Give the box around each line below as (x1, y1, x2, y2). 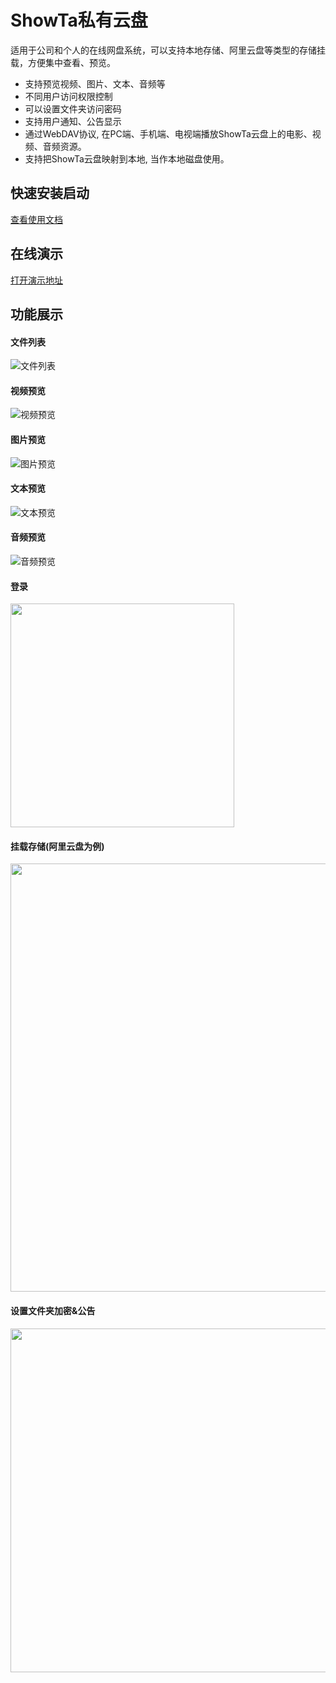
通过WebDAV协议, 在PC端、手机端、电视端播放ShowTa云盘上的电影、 (24, 127, 313, 140)
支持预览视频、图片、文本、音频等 (24, 77, 166, 90)
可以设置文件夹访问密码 (24, 102, 122, 115)
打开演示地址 (10, 274, 63, 286)
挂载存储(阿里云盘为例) (10, 840, 105, 852)
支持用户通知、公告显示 (24, 115, 122, 127)
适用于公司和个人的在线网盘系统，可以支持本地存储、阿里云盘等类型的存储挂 (10, 44, 326, 56)
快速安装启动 (10, 185, 90, 202)
